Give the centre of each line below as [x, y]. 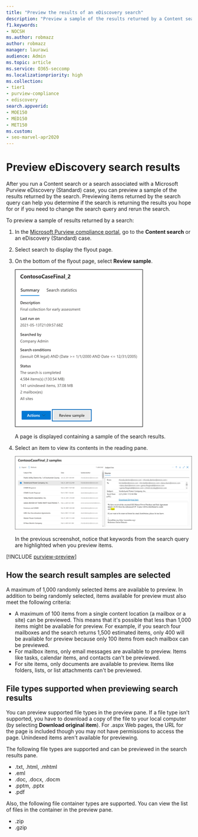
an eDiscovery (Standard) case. [53, 238]
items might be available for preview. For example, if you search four [98, 626]
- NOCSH [16, 31]
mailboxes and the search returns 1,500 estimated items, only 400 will [99, 632]
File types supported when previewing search [92, 689]
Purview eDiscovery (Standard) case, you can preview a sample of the [92, 190]
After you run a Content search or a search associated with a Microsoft [92, 184]
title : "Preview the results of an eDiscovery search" [75, 12]
